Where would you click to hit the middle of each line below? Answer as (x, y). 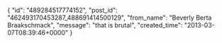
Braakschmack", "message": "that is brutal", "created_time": (95, 25)
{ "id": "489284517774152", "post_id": (63, 10)
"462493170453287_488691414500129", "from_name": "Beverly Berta (110, 18)
